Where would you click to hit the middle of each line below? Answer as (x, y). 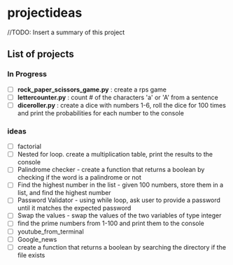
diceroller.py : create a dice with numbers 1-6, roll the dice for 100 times (121, 105)
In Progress (27, 74)
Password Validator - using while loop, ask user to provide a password (119, 200)
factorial (29, 146)
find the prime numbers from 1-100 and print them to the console (111, 223)
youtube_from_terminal (50, 231)
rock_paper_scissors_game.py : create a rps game (92, 89)
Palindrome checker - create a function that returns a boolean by (111, 170)
